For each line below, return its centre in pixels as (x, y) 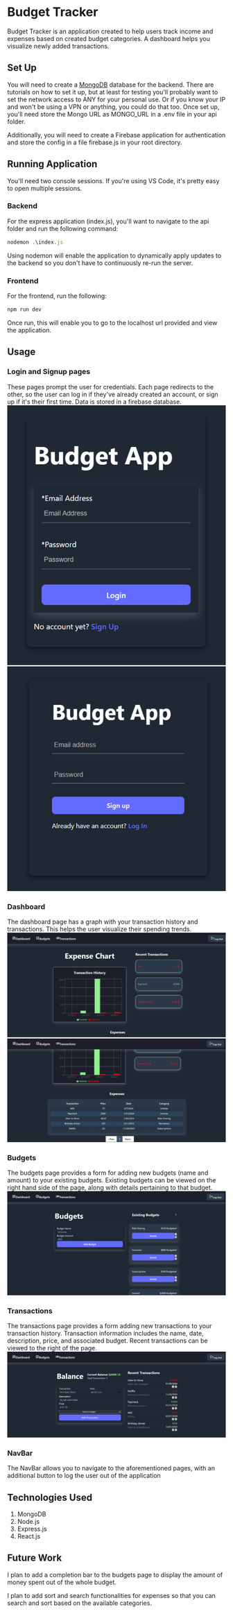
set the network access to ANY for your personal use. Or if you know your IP (116, 99)
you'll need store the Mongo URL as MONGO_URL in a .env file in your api (112, 114)
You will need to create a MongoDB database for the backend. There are (111, 85)
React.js (29, 1536)
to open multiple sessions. (45, 188)
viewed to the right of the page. (52, 1348)
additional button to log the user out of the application (84, 1476)
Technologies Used (50, 1497)
